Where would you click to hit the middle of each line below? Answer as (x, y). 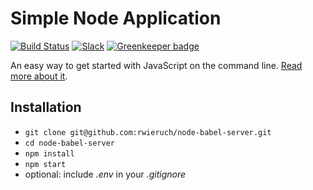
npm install (49, 153)
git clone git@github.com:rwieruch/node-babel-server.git (148, 132)
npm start (45, 164)
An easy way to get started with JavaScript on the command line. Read (156, 65)
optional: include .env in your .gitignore (105, 174)
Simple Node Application (116, 18)
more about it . (39, 76)
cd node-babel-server (69, 143)
